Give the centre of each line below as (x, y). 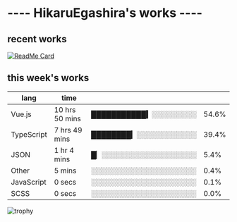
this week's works (48, 78)
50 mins (67, 118)
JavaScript (29, 182)
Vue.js (21, 114)
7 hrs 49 (68, 130)
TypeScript (29, 134)
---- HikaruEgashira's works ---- (105, 13)
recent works (37, 39)
